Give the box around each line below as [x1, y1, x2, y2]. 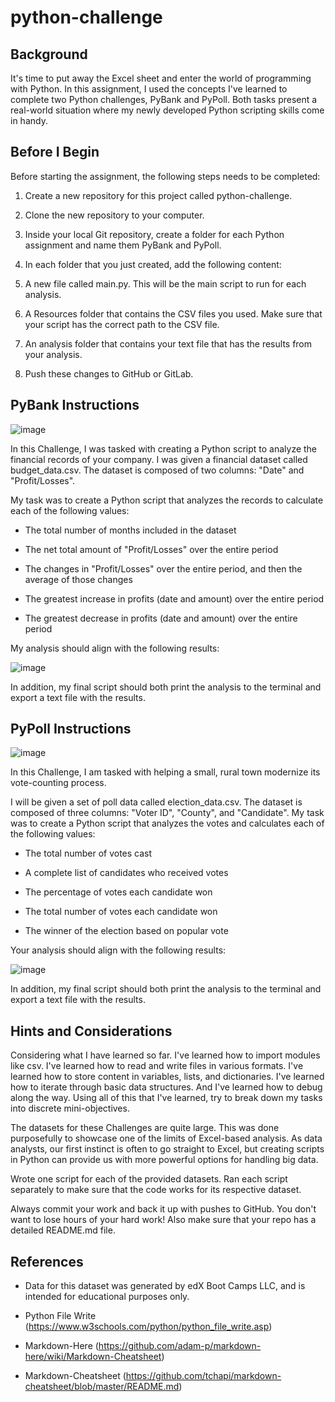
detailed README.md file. [10, 1224, 116, 1236]
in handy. [10, 115, 48, 126]
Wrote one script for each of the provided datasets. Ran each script [10, 1173, 288, 1185]
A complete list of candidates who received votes [24, 867, 229, 879]
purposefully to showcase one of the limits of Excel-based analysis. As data [10, 1132, 323, 1145]
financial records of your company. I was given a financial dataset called [10, 453, 308, 465]
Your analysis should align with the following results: [10, 944, 227, 956]
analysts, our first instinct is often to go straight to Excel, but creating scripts [10, 1143, 325, 1155]
